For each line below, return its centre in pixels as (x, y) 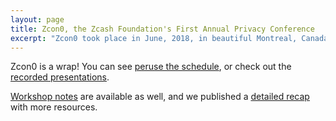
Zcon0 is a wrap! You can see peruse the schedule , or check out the (151, 67)
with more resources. (54, 107)
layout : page (37, 19)
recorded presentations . (60, 77)
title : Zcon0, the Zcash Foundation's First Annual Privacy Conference (162, 29)
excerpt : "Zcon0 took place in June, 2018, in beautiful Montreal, (154, 38)
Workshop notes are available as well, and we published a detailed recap (160, 97)
